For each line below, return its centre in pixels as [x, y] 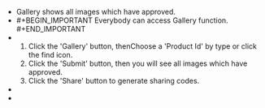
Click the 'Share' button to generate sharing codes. [114, 81]
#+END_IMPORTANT [51, 29]
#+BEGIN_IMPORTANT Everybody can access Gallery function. [122, 20]
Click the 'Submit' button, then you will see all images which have [138, 63]
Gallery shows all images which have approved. [96, 12]
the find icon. [50, 55]
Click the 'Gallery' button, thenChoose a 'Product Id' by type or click [143, 46]
